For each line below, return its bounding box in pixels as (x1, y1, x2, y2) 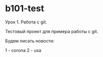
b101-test (5, 3, 45, 14)
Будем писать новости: (5, 38, 54, 44)
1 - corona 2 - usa (5, 47, 42, 53)
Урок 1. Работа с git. (5, 19, 47, 25)
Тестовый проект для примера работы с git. (5, 28, 99, 34)
